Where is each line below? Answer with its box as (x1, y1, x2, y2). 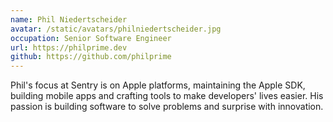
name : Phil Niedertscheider (10, 14, 128, 25)
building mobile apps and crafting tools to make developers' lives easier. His (10, 90, 324, 102)
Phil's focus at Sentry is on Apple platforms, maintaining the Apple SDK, (10, 79, 306, 91)
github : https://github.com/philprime (10, 52, 172, 62)
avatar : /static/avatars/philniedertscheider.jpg (10, 24, 222, 34)
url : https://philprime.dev (10, 42, 128, 53)
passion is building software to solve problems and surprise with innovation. (10, 101, 324, 113)
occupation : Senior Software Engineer (10, 33, 172, 43)
